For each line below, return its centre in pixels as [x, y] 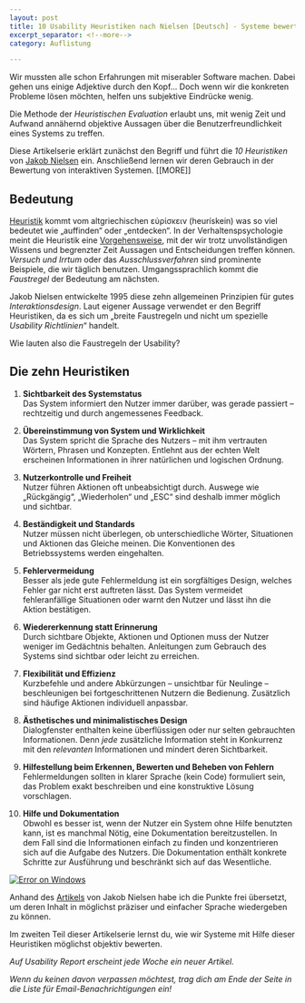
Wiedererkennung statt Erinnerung [90, 627]
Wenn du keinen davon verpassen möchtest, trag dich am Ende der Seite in [151, 978]
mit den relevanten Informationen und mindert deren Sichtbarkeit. [145, 749]
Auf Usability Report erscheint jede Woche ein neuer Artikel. [122, 961]
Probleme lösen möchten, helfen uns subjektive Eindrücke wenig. [132, 96]
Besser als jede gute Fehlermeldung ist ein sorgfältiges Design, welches [157, 580]
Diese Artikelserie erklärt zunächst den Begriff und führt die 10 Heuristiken [148, 151]
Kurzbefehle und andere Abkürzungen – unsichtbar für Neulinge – [146, 683]
